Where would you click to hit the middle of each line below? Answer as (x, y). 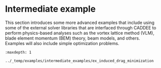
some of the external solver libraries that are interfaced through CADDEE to (81, 27)
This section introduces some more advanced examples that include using (80, 23)
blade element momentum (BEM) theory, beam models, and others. (73, 38)
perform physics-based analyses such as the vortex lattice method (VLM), (80, 33)
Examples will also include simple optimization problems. (62, 43)
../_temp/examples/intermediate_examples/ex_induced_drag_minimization (79, 61)
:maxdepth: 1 (18, 52)
